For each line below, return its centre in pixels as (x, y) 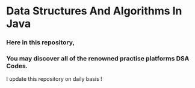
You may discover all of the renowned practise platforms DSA (98, 59)
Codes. (17, 66)
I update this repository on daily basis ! (54, 79)
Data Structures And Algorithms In (94, 11)
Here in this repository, (41, 43)
